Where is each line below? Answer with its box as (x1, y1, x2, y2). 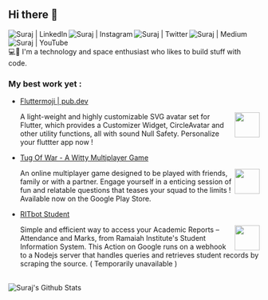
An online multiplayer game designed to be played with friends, (19, 169, 228, 178)
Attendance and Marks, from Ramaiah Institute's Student (19, 234, 206, 243)
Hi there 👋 (8, 8, 58, 22)
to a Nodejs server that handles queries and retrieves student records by (19, 250, 259, 260)
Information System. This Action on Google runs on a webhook (19, 242, 227, 252)
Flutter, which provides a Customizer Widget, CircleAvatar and (19, 121, 225, 130)
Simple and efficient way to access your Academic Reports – (19, 225, 219, 234)
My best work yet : (8, 78, 82, 89)
